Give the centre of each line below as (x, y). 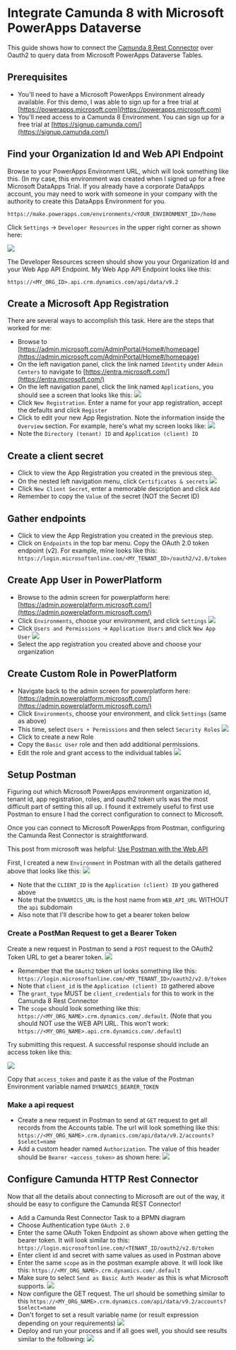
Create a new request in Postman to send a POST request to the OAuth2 (110, 949)
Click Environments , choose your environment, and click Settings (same (122, 713)
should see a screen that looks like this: (75, 395)
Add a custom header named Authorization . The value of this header (118, 1149)
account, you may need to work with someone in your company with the (112, 194)
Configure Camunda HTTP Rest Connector (103, 1179)
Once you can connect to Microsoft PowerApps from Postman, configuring (116, 828)
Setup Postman (42, 775)
